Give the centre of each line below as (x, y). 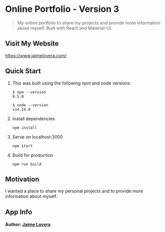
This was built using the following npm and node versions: (72, 83)
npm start (23, 146)
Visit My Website (32, 44)
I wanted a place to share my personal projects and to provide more (74, 191)
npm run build (27, 164)
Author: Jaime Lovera (28, 225)
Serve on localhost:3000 (37, 137)
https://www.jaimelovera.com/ (36, 55)
